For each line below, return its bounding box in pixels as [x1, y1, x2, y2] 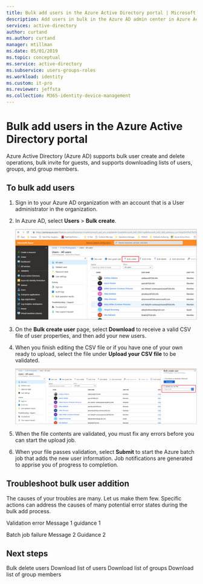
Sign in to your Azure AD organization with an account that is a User [14, 198, 185, 206]
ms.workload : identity [6, 73, 63, 80]
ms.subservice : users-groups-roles [6, 67, 96, 73]
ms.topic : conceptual [6, 54, 61, 61]
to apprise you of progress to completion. [14, 461, 119, 468]
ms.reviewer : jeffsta [6, 87, 61, 93]
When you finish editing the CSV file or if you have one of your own [14, 344, 183, 351]
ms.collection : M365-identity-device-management [6, 93, 131, 99]
